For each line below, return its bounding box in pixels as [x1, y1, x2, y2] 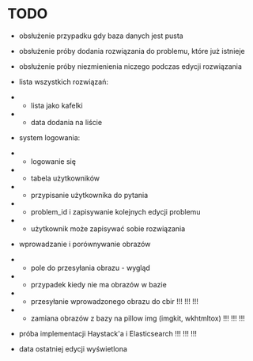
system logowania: [18, 132, 81, 142]
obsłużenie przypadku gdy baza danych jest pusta [18, 31, 183, 40]
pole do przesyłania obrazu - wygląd [30, 263, 151, 272]
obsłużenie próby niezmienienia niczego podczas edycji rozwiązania [18, 61, 243, 71]
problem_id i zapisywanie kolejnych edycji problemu [30, 207, 201, 216]
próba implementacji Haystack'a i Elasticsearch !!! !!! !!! [18, 329, 197, 338]
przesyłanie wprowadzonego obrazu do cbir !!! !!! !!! [30, 296, 199, 306]
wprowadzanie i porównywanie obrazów [18, 239, 151, 249]
